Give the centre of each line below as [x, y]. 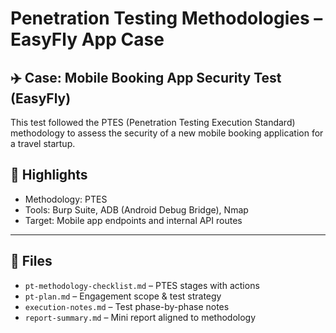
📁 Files [31, 261]
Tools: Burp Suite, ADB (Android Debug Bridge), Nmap [136, 209]
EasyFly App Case [87, 39]
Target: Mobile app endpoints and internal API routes [133, 220]
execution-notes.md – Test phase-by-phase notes [127, 306]
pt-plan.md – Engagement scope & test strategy [123, 296]
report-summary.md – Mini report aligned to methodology [140, 317]
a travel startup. [43, 143]
